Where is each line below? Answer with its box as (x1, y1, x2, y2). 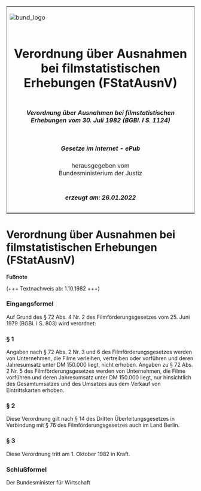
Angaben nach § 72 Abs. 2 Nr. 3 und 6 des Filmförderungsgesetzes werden (6, 348, 193, 356)
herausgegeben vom (71, 161, 130, 170)
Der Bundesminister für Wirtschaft (6, 478, 91, 486)
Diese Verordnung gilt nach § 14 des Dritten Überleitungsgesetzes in (6, 415, 175, 423)
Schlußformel (6, 465, 47, 474)
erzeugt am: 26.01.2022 (65, 193, 136, 202)
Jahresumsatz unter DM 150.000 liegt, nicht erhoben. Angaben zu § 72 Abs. (6, 361, 193, 369)
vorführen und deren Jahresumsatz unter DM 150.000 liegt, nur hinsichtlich (6, 374, 191, 381)
